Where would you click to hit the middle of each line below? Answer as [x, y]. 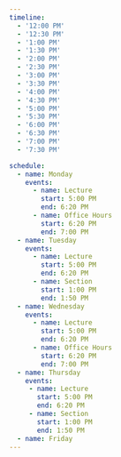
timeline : [27, 17]
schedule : [27, 165]
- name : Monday [45, 174]
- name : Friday [45, 438]
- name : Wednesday [51, 306]
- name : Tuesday [47, 240]
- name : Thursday [49, 373]
